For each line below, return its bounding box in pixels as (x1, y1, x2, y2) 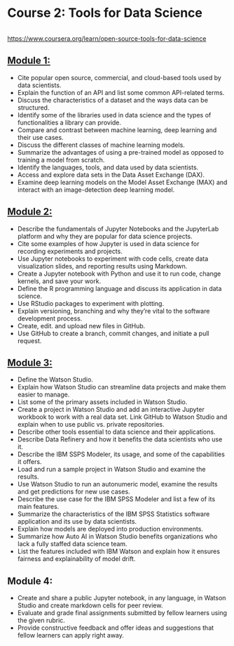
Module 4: (7, 575, 53, 587)
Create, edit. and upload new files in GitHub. (17, 321, 146, 330)
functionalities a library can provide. (17, 118, 121, 127)
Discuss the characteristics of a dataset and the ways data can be (17, 96, 209, 104)
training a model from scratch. (17, 155, 105, 164)
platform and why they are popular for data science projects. (17, 232, 193, 240)
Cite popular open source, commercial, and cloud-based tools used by (17, 73, 222, 82)
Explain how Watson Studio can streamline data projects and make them (17, 383, 226, 392)
